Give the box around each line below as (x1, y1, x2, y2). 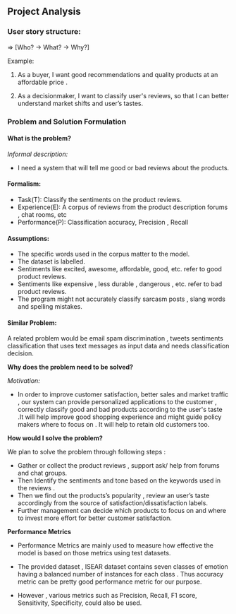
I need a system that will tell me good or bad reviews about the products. (17, 163, 230, 172)
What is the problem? (7, 134, 72, 143)
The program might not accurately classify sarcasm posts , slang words (17, 295, 225, 303)
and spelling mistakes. (17, 302, 83, 311)
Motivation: (7, 377, 40, 385)
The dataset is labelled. (17, 257, 86, 266)
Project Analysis (7, 6, 81, 18)
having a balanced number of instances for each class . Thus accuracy (17, 570, 224, 579)
